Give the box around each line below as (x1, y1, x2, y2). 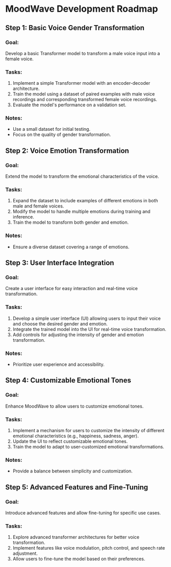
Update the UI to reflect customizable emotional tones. (12, 438, 128, 444)
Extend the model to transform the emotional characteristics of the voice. (5, 173, 159, 179)
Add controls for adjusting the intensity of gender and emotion (12, 332, 144, 338)
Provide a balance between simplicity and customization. (12, 468, 133, 474)
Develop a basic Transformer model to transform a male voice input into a (5, 50, 160, 56)
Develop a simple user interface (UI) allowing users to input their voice (12, 315, 161, 321)
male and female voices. (12, 203, 64, 209)
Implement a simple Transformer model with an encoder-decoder (12, 80, 151, 86)
